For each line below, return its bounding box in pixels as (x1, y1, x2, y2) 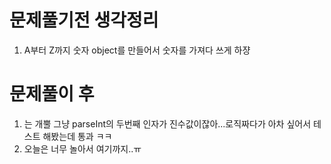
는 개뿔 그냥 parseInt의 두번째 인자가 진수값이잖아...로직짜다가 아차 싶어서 (23, 117, 312, 130)
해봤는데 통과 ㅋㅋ (42, 130, 113, 142)
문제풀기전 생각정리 (9, 9, 159, 32)
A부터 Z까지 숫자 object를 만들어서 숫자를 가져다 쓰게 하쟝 (23, 44, 251, 56)
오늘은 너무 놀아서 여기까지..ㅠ (23, 142, 142, 155)
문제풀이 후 (9, 83, 95, 106)
